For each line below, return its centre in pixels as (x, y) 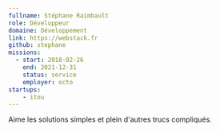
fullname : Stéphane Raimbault (59, 16)
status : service (50, 75)
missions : (25, 52)
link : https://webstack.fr (53, 38)
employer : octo (48, 82)
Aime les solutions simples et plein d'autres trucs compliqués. (110, 119)
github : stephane (37, 45)
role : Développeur (39, 23)
